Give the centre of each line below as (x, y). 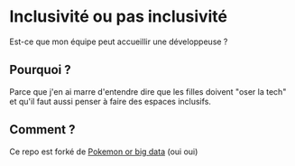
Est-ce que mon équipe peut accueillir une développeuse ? (119, 41)
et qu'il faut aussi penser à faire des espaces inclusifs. (111, 101)
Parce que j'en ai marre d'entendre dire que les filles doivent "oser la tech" (148, 91)
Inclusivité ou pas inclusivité (119, 17)
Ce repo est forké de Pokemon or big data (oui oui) (104, 152)
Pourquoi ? (41, 70)
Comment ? (42, 129)
